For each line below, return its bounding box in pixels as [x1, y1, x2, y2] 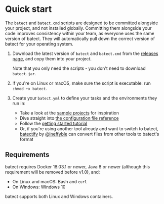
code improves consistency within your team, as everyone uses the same [5, 30, 155, 36]
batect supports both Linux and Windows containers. [5, 193, 113, 199]
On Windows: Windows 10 [12, 184, 66, 190]
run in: [12, 100, 26, 106]
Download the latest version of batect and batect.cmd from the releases [12, 51, 159, 56]
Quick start [5, 3, 52, 15]
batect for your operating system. [5, 41, 74, 47]
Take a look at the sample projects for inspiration [19, 110, 119, 116]
